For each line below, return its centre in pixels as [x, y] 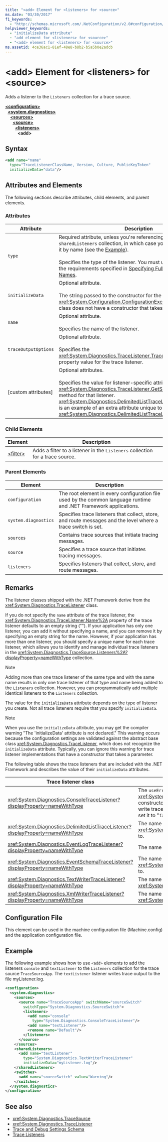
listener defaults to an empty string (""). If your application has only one [79, 625]
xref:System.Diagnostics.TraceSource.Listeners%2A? [73, 652]
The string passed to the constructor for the [110, 296]
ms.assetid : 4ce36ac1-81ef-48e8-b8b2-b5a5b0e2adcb [59, 47]
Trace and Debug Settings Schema [48, 1129]
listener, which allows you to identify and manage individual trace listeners [82, 647]
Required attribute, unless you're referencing [111, 237]
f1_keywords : [19, 19]
